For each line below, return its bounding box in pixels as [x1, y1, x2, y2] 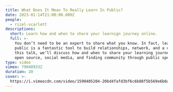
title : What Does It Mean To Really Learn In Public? [5, 7, 124, 13]
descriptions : [5, 27, 36, 32]
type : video [5, 60, 31, 65]
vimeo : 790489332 [5, 64, 43, 70]
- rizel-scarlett [10, 21, 47, 27]
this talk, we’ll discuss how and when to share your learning [14, 50, 153, 55]
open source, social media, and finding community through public [14, 55, 160, 60]
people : [5, 17, 22, 22]
